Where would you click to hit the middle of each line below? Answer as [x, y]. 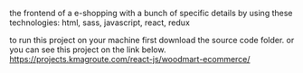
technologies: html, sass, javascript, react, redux [99, 23]
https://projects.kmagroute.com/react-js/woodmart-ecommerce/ [130, 59]
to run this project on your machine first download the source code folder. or [152, 40]
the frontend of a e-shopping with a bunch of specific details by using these [151, 13]
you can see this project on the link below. [88, 50]
